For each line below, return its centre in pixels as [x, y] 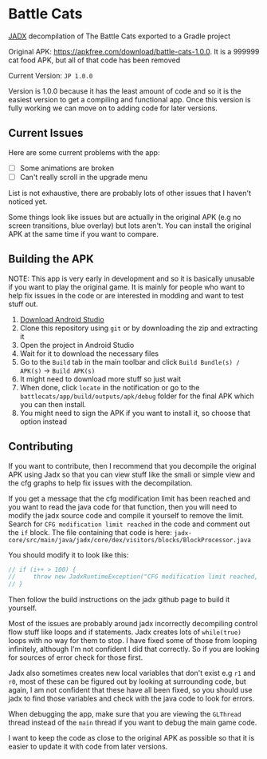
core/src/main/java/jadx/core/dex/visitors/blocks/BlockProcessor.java [130, 540]
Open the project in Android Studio [77, 345]
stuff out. [23, 304]
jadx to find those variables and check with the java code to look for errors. [132, 699]
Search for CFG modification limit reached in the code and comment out [129, 524]
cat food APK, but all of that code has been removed [94, 60]
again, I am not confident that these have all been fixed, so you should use [130, 690]
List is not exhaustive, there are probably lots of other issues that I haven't [130, 193]
